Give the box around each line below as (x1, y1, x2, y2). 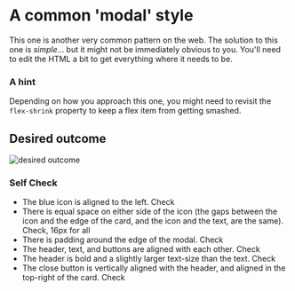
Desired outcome (9, 130, 107, 146)
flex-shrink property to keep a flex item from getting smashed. (9, 106, 242, 116)
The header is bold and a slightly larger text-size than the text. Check (21, 254, 276, 264)
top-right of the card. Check (21, 272, 126, 283)
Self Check (9, 177, 58, 189)
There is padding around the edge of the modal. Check (21, 234, 224, 245)
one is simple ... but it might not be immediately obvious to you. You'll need (9, 43, 282, 54)
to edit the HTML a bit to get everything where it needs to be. (9, 53, 233, 64)
